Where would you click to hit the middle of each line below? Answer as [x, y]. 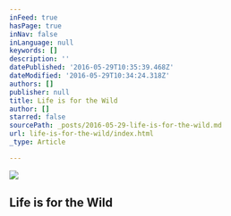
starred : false [38, 117]
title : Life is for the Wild [64, 100]
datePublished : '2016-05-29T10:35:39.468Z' [92, 68]
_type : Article [38, 142]
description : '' [39, 59]
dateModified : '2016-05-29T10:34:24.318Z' [90, 76]
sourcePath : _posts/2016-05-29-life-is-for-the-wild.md [115, 126]
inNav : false [34, 34]
